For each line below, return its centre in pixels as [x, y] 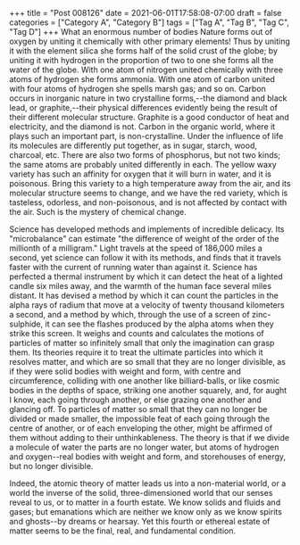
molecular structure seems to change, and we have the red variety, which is [149, 193]
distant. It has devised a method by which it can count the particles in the [144, 295]
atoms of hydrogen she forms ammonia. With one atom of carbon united [142, 79]
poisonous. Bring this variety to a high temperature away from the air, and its [150, 183]
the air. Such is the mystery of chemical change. [98, 212]
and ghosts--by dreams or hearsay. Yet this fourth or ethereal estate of [140, 521]
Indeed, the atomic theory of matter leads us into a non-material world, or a [148, 483]
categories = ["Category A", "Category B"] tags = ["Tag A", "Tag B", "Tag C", [150, 22]
